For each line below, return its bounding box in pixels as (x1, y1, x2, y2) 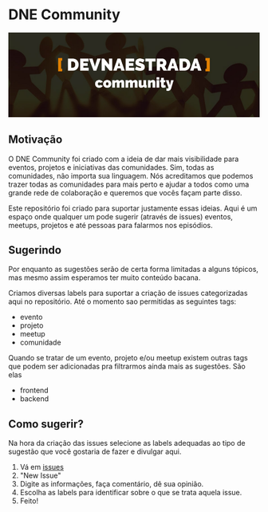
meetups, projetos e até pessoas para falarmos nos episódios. (8, 220, 213, 230)
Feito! (19, 496, 38, 506)
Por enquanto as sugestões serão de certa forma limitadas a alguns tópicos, (8, 265, 259, 274)
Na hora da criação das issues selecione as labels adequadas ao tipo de (8, 439, 246, 448)
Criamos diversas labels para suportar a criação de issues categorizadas (8, 289, 248, 298)
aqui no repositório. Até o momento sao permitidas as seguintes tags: (8, 297, 237, 306)
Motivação (8, 133, 63, 147)
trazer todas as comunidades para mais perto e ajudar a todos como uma (8, 179, 250, 189)
